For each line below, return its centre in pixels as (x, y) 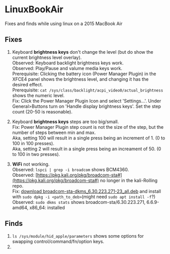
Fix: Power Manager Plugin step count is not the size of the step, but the (88, 127)
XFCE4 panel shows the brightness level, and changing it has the (80, 79)
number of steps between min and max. (54, 132)
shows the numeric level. (38, 95)
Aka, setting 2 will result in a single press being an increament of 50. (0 (87, 149)
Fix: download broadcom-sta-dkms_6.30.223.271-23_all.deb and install (87, 191)
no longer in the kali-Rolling (129, 180)
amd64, (20, 207)
